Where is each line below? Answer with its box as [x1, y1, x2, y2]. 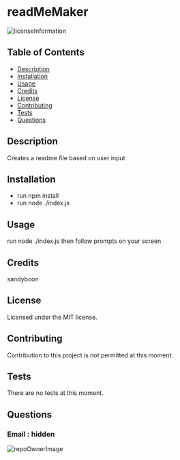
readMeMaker [7, 4, 89, 20]
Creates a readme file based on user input [7, 153, 125, 162]
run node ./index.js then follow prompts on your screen [7, 237, 162, 245]
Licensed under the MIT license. [7, 313, 97, 321]
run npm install [16, 192, 59, 200]
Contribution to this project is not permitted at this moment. [7, 350, 174, 359]
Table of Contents [7, 47, 85, 58]
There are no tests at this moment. [7, 389, 104, 397]
